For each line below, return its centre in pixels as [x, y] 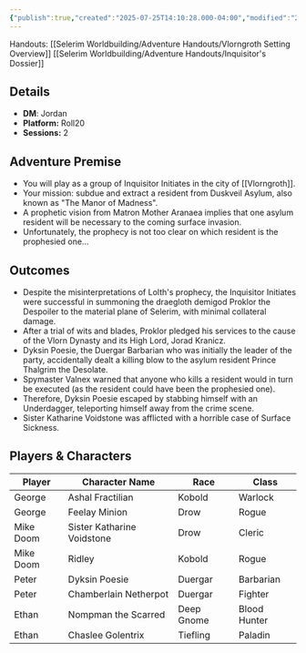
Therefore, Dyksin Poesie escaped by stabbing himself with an [140, 399]
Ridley [81, 558]
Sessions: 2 [46, 133]
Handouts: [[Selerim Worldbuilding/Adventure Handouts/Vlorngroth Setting [150, 44]
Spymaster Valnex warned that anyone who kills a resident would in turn [158, 380]
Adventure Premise [66, 162]
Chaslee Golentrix [106, 635]
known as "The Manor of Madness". [90, 203]
